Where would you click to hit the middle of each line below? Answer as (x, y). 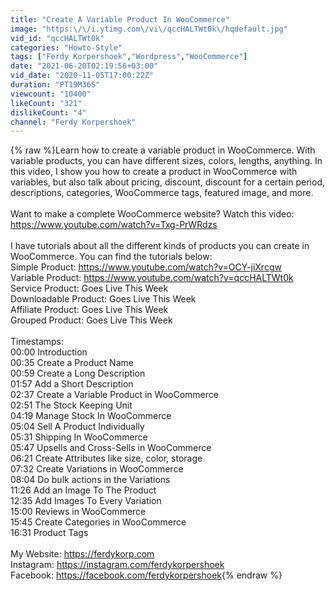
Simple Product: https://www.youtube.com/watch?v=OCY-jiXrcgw (146, 267)
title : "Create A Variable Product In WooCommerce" (120, 19)
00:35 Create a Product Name (72, 363)
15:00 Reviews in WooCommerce (78, 512)
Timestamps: (37, 342)
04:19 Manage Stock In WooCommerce (91, 416)
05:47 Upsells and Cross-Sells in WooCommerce (111, 448)
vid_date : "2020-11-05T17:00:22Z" (82, 76)
